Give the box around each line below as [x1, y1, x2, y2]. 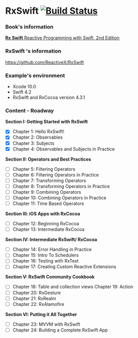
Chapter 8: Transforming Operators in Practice [12, 183, 110, 189]
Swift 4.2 [12, 89, 31, 95]
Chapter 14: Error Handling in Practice [12, 246, 92, 252]
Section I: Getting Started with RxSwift [5, 119, 88, 125]
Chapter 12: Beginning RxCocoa [12, 221, 80, 227]
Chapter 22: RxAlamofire [12, 301, 64, 307]
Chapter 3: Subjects [12, 140, 55, 146]
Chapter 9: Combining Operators [12, 189, 81, 195]
